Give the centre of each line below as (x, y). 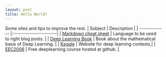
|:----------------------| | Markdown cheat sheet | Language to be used (83, 33)
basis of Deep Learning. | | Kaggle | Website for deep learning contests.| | (81, 44)
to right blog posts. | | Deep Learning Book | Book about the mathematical (81, 39)
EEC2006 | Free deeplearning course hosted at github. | (62, 49)
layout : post (19, 10)
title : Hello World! (27, 14)
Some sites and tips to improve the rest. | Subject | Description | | (72, 28)
